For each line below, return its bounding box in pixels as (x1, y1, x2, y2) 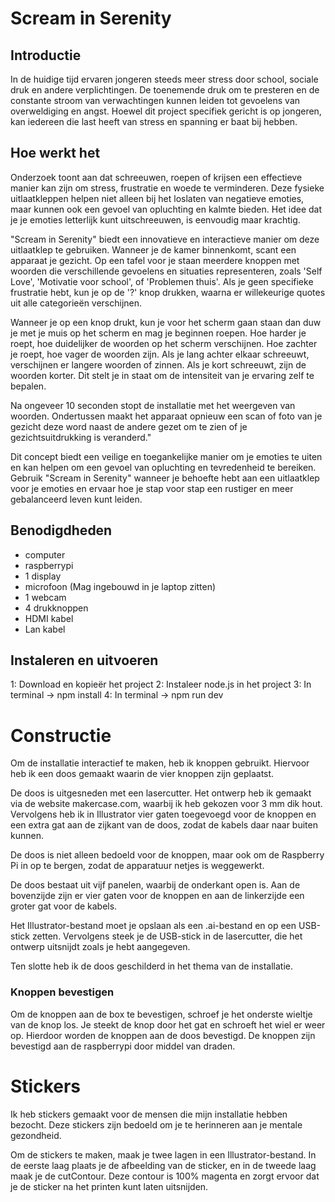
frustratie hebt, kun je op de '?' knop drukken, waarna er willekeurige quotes (10, 286, 326, 298)
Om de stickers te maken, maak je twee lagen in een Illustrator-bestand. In (10, 1148, 317, 1161)
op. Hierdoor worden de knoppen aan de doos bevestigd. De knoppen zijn (10, 1029, 316, 1041)
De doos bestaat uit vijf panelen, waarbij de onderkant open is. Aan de (10, 879, 301, 891)
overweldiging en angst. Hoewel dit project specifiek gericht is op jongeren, (10, 105, 322, 117)
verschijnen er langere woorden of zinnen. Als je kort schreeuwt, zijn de (10, 358, 307, 371)
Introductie (10, 47, 82, 64)
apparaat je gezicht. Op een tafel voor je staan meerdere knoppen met (10, 254, 300, 266)
